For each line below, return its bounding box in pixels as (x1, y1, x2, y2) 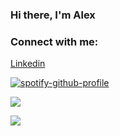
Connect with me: (10, 34, 99, 48)
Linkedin (10, 58, 46, 70)
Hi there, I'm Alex (10, 8, 96, 22)
